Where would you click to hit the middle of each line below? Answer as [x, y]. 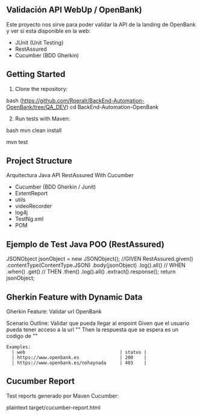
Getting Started [36, 74]
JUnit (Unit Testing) [39, 42]
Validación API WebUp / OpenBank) [74, 10]
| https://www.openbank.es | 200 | [79, 358]
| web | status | [79, 353]
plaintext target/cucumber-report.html [53, 407]
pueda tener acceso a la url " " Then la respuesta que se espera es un [93, 330]
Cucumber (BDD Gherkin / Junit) [55, 187]
